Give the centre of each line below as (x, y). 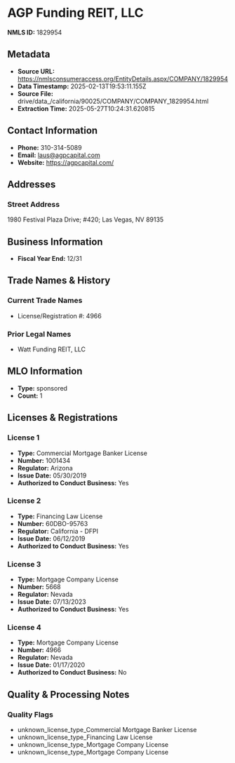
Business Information (55, 242)
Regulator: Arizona (45, 468)
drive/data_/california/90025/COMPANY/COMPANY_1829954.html (113, 101)
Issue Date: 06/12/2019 (51, 539)
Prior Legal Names (39, 334)
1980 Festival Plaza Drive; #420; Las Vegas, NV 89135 (86, 220)
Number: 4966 (39, 650)
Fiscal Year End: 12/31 (49, 259)
